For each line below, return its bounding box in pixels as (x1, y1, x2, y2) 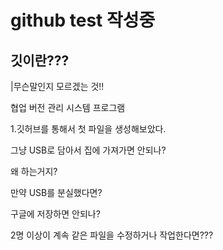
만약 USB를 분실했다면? (10, 187, 103, 198)
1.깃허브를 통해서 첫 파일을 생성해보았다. (10, 123, 167, 135)
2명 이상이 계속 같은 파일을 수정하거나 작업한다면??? (10, 229, 214, 241)
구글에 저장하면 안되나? (10, 208, 101, 220)
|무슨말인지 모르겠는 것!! (10, 81, 105, 92)
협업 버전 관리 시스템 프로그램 (10, 102, 126, 113)
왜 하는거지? (10, 166, 58, 177)
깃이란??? (10, 52, 70, 69)
